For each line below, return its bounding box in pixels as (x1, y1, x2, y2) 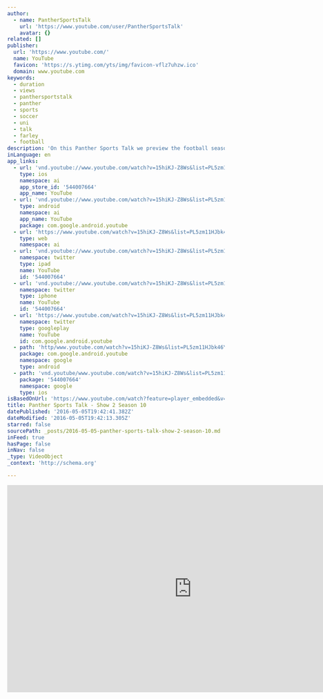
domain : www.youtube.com (13, 68, 85, 75)
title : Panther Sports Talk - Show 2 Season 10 (7, 402, 147, 409)
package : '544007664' (19, 376, 81, 383)
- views (13, 87, 36, 94)
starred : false (7, 421, 51, 428)
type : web (19, 235, 48, 242)
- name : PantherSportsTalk (13, 17, 91, 23)
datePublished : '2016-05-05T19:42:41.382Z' (7, 408, 135, 415)
